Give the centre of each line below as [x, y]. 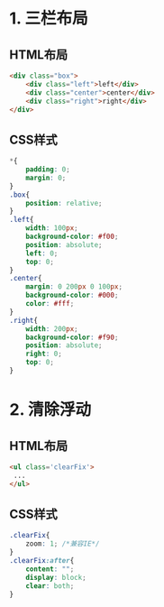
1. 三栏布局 [49, 18]
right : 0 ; [44, 354]
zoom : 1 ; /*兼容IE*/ [63, 544]
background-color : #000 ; [72, 295]
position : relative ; [64, 203]
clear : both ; [50, 586]
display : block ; [56, 577]
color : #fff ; [50, 304]
